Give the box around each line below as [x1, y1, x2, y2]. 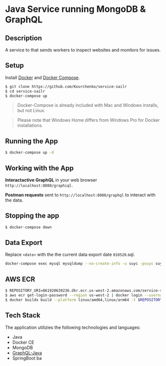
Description [5, 34, 42, 42]
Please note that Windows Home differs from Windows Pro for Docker [17, 117, 160, 123]
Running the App [5, 137, 58, 145]
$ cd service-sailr [5, 88, 45, 94]
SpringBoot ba [12, 355, 42, 361]
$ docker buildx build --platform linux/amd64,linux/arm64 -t [5, 297, 136, 302]
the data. [5, 197, 23, 203]
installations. [17, 123, 43, 129]
